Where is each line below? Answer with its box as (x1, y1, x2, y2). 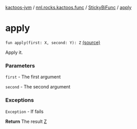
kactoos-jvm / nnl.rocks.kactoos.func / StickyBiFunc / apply (5, 5, 132, 10)
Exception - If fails (5, 108, 44, 115)
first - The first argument (5, 74, 61, 80)
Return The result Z (5, 118, 47, 124)
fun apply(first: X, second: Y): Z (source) (5, 39, 101, 45)
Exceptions (5, 97, 34, 104)
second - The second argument (5, 84, 71, 90)
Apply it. (5, 49, 23, 56)
